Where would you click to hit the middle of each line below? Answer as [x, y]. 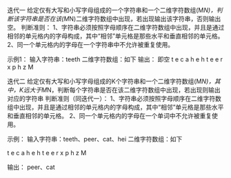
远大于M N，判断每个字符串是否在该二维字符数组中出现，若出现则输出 [122, 90]
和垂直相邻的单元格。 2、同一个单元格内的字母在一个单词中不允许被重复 [110, 116]
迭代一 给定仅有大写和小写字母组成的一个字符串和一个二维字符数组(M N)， [112, 10]
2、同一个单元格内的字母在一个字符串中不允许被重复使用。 [91, 44]
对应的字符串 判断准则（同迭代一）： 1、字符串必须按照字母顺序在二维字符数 [114, 98]
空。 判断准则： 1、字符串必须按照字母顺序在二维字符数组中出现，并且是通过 [116, 27]
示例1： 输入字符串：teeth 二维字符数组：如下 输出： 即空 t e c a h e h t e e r [115, 59]
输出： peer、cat [31, 167]
